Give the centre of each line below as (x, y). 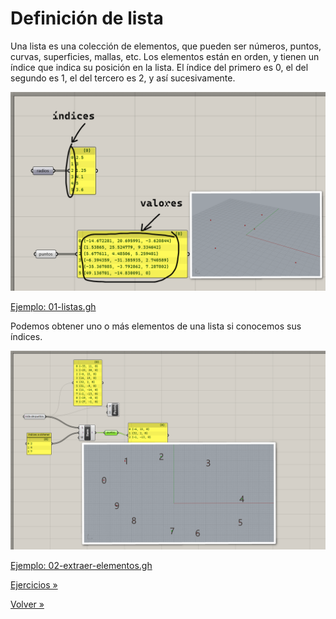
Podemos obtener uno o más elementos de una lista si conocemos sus (156, 326)
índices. (26, 336)
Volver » (27, 604)
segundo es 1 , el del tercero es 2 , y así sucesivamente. (123, 78)
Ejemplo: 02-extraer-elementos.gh (81, 565)
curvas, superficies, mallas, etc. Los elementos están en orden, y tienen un (165, 56)
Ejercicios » (34, 584)
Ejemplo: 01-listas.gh (53, 306)
